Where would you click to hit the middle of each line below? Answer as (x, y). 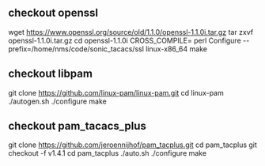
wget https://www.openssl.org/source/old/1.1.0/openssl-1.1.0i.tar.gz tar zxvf (131, 32)
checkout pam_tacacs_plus (77, 126)
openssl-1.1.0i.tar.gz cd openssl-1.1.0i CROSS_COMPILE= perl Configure (125, 40)
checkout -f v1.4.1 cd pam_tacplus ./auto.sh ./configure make (108, 153)
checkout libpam (51, 74)
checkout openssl (53, 13)
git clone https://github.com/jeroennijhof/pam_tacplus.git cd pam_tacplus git (132, 145)
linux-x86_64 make (176, 49)
